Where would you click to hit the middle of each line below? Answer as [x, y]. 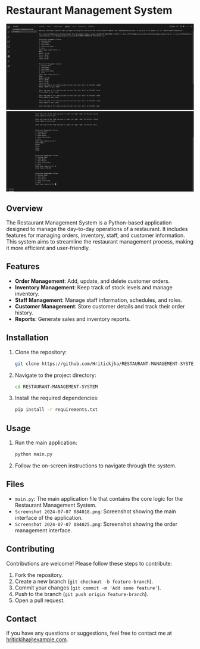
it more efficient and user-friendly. [48, 248]
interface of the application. [49, 517]
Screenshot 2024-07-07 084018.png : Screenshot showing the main [96, 511]
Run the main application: [46, 443]
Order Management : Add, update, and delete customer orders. [92, 281]
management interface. [43, 530]
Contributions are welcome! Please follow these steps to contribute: [89, 563]
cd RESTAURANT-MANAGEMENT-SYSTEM [56, 387]
